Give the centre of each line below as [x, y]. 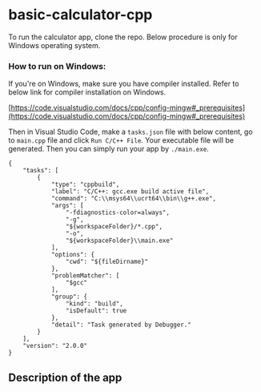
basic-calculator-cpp [80, 15]
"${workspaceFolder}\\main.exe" [119, 241]
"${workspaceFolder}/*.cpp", [114, 227]
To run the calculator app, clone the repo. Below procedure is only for [123, 37]
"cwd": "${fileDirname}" [107, 262]
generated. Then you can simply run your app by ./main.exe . [109, 149]
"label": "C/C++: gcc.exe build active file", [130, 192]
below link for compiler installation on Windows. [87, 92]
